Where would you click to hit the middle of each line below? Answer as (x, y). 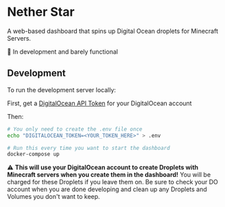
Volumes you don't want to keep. (54, 197)
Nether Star (41, 12)
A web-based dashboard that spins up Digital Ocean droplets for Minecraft (113, 31)
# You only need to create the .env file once (75, 129)
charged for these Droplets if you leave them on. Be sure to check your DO (113, 182)
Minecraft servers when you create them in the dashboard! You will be (109, 175)
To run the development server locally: (62, 89)
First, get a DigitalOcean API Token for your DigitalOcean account (99, 103)
